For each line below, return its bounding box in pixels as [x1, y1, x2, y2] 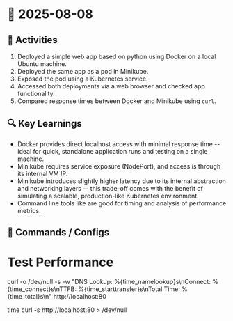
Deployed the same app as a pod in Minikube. [17, 68, 149, 75]
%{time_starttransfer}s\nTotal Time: [77, 285, 181, 293]
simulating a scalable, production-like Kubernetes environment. [17, 191, 200, 200]
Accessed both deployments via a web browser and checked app [17, 82, 205, 90]
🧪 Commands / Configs [7, 226, 110, 239]
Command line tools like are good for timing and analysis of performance [17, 198, 227, 208]
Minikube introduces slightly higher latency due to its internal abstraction [17, 177, 226, 185]
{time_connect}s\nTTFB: [7, 285, 77, 293]
